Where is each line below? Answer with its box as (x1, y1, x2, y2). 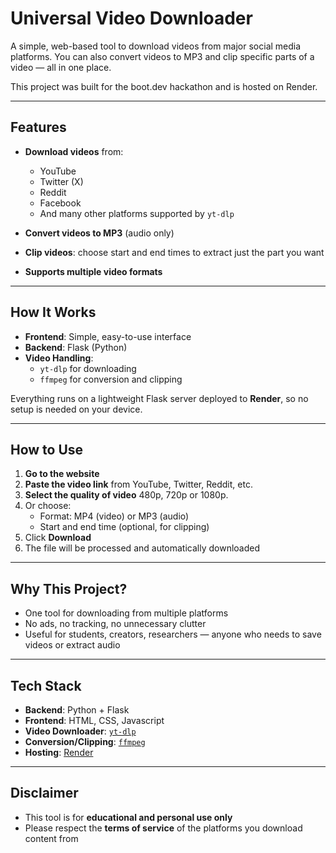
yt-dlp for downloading (39, 362, 137, 374)
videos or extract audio (24, 639, 121, 651)
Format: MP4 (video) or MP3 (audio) (39, 510, 190, 522)
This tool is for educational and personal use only (24, 811, 233, 823)
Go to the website (24, 468, 100, 480)
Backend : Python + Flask (24, 704, 130, 716)
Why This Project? (10, 580, 128, 597)
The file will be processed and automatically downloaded (24, 542, 261, 554)
